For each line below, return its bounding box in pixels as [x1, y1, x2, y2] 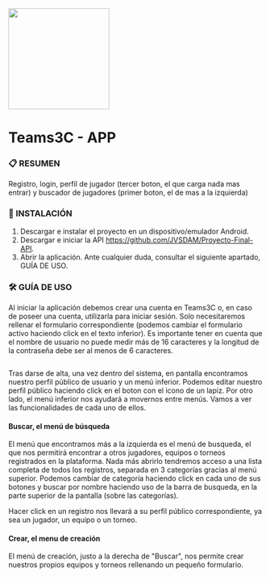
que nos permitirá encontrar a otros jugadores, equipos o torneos [8, 448, 226, 457]
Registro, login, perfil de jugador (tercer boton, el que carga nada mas [8, 179, 240, 189]
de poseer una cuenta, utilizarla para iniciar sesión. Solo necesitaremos [8, 311, 246, 322]
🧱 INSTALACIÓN [8, 208, 73, 219]
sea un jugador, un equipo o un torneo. [8, 515, 138, 524]
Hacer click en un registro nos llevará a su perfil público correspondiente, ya [8, 507, 263, 516]
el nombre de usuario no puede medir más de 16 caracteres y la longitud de [8, 337, 260, 347]
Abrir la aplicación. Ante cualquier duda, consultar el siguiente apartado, [19, 252, 260, 262]
